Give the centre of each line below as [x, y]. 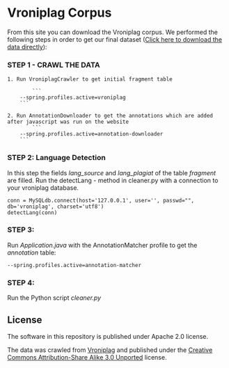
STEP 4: [21, 282]
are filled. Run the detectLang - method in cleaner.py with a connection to [113, 180]
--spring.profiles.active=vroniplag [73, 98]
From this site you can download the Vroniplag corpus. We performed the [112, 32]
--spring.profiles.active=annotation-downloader [92, 134]
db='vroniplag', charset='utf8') [56, 207]
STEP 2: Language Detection [56, 158]
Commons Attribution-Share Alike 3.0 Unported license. [87, 357]
